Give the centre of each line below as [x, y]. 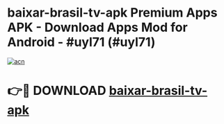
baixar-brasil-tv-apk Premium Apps [112, 13]
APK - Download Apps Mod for [97, 27]
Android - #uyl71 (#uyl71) [81, 42]
